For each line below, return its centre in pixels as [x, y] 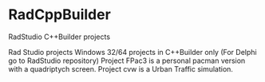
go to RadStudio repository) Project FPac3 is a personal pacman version [127, 61]
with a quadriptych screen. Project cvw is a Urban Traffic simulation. [121, 68]
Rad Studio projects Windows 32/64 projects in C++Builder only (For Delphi [132, 52]
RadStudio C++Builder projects [59, 37]
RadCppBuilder [60, 15]
